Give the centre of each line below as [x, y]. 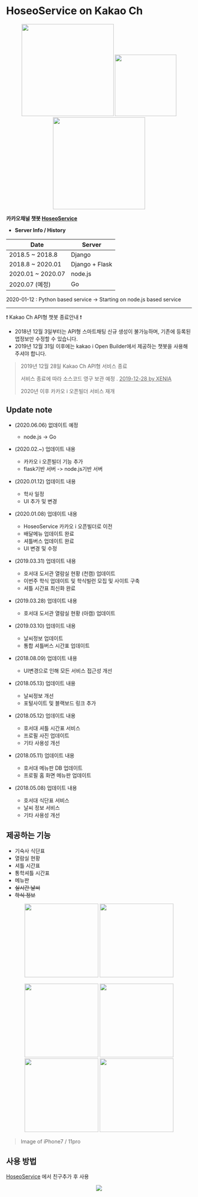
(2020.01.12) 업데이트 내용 [45, 481]
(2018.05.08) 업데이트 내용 [46, 787]
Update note [29, 410]
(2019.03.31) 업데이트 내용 [45, 560]
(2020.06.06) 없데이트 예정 [46, 425]
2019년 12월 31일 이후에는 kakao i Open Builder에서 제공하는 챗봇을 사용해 [101, 346]
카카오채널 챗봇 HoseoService [42, 218]
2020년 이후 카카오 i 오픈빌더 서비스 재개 [67, 391]
